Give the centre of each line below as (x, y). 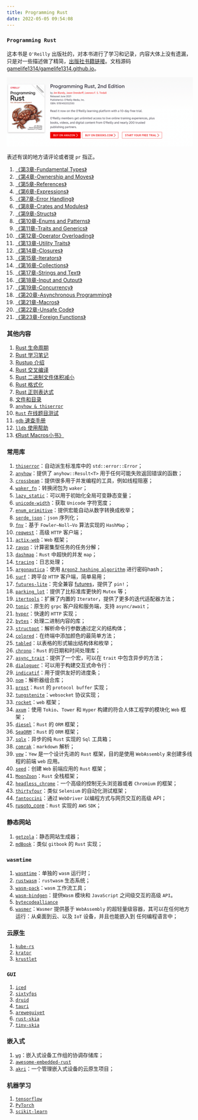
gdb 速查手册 (30, 421)
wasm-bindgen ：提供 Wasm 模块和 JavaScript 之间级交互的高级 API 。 (95, 895)
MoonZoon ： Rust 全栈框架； (48, 776)
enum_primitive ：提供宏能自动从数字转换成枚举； (75, 510)
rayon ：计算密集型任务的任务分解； (58, 547)
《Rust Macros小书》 (40, 435)
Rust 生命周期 (32, 348)
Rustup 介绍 (30, 363)
